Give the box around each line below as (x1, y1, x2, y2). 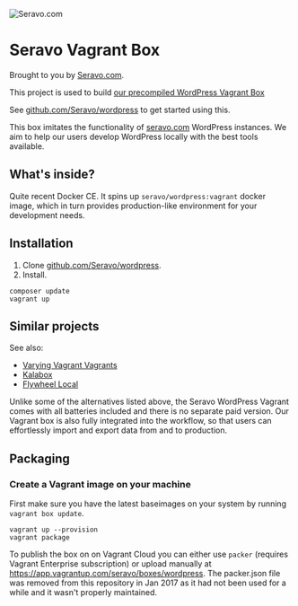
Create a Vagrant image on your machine (9, 478, 191, 490)
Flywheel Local (22, 379, 79, 390)
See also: (9, 342, 44, 354)
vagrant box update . (9, 508, 84, 519)
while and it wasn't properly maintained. (9, 587, 158, 598)
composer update (9, 286, 70, 295)
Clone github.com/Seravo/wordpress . (22, 259, 162, 270)
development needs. (9, 209, 85, 220)
